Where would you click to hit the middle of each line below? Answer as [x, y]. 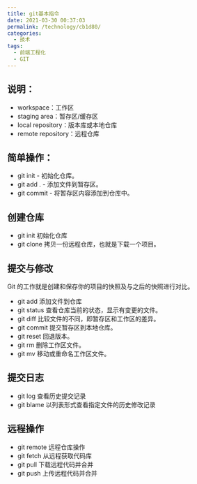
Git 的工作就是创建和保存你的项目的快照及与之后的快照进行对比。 [101, 286]
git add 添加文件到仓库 [49, 301]
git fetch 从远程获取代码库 [54, 455]
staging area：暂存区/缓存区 [58, 116]
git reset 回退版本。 [45, 336]
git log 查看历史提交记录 [52, 396]
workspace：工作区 [46, 107]
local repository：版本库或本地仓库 [67, 125]
